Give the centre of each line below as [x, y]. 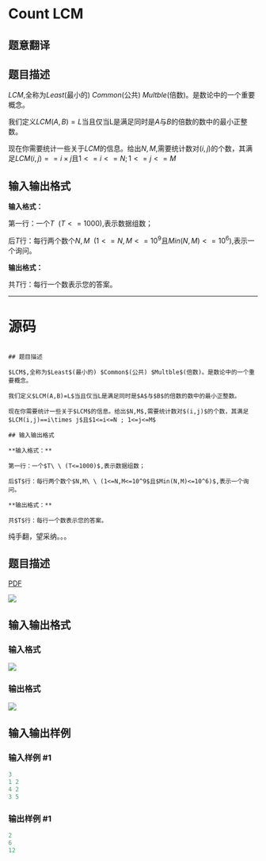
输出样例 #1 [30, 818]
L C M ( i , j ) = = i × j [44, 159]
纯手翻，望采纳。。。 [40, 536]
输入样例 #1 [30, 757]
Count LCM [46, 14]
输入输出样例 [40, 733]
